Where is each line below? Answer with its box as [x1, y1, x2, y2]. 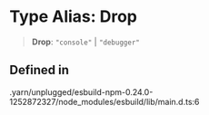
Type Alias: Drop [9, 6, 138, 27]
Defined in [9, 62, 70, 78]
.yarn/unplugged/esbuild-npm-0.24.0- [9, 86, 154, 97]
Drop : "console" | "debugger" [31, 36, 141, 47]
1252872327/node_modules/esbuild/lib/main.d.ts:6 [9, 96, 200, 107]
